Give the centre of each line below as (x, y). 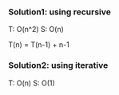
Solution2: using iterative (58, 65)
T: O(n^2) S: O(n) (36, 30)
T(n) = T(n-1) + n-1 (39, 45)
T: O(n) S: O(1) (32, 83)
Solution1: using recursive (60, 12)
